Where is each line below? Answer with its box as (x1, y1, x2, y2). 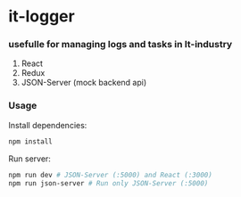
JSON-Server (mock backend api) (21, 78, 147, 88)
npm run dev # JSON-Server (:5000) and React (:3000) (8, 170, 213, 179)
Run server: (8, 153, 51, 164)
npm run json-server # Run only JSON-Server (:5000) (8, 178, 209, 188)
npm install (8, 136, 53, 146)
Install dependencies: (8, 119, 87, 130)
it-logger (8, 6, 75, 27)
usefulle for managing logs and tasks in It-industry (8, 38, 233, 51)
